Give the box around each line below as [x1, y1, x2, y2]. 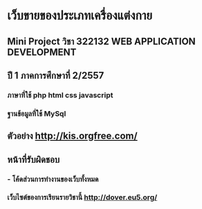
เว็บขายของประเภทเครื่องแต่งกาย [7, 8, 153, 23]
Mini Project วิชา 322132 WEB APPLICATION [7, 35, 196, 47]
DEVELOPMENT [7, 46, 77, 58]
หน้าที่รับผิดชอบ [7, 153, 60, 166]
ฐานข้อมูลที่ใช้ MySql [7, 108, 66, 118]
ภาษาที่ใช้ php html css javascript [7, 90, 113, 100]
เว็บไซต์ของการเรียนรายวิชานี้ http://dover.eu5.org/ [7, 192, 158, 202]
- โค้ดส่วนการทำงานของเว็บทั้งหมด [7, 174, 99, 183]
